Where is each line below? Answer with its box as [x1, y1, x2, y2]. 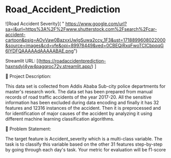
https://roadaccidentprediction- [39, 57, 106, 64]
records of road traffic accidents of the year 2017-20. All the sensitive [5, 94, 152, 100]
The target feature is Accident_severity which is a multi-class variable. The [5, 135, 162, 142]
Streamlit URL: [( [5, 57, 40, 64]
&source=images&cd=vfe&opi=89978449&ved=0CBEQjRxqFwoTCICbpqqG [5, 42, 164, 48]
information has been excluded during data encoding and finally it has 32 [5, 99, 159, 106]
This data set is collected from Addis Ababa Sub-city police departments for [5, 83, 166, 89]
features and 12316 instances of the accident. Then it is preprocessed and [5, 105, 161, 111]
